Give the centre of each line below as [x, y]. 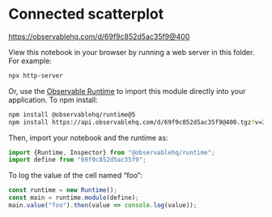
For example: [30, 61]
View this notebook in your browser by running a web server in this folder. [132, 52]
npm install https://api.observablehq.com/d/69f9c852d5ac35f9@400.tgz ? [132, 122]
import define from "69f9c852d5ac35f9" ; [78, 160]
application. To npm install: [53, 100]
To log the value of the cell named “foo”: [76, 176]
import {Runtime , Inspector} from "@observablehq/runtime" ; [112, 152]
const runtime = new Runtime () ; [63, 190]
